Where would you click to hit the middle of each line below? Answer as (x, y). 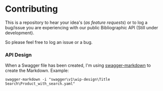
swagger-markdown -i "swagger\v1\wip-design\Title (58, 80)
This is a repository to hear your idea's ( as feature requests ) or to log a (76, 22)
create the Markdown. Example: (37, 71)
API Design (18, 55)
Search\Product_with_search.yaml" (40, 84)
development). (20, 33)
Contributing (31, 9)
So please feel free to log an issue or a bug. (49, 42)
